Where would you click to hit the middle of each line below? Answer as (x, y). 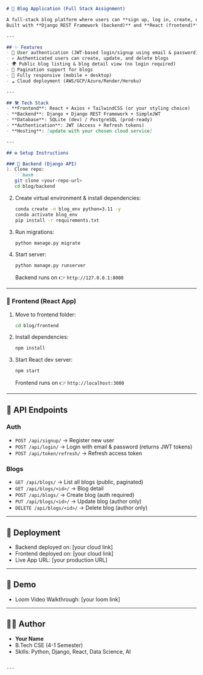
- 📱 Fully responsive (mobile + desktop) (59, 75)
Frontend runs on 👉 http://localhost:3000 (69, 383)
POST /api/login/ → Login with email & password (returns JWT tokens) (104, 447)
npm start (27, 371)
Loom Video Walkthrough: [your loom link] (68, 599)
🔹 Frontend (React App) (41, 301)
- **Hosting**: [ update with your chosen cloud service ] (79, 131)
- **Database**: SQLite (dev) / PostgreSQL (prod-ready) (79, 120)
